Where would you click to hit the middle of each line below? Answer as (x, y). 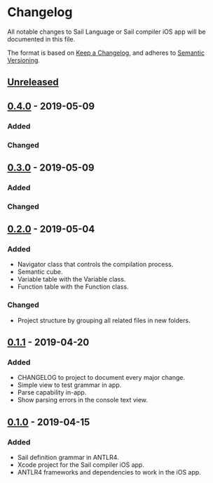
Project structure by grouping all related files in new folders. (104, 320)
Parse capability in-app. (52, 392)
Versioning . (24, 60)
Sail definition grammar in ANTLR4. (68, 458)
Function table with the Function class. (73, 287)
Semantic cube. (40, 272)
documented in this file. (41, 39)
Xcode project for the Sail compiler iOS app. (81, 465)
